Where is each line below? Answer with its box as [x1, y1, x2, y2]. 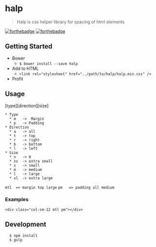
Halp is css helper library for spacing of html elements [16, 19, 125, 25]
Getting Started [5, 42, 53, 51]
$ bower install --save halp [19, 61, 78, 66]
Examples [5, 196, 29, 203]
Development [5, 220, 47, 229]
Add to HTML [12, 65, 39, 71]
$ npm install [9, 233, 38, 238]
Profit [12, 76, 23, 81]
